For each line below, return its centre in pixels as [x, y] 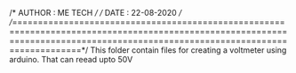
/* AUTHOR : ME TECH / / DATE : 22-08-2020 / [96, 13]
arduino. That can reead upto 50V [71, 59]
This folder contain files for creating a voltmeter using [188, 50]
